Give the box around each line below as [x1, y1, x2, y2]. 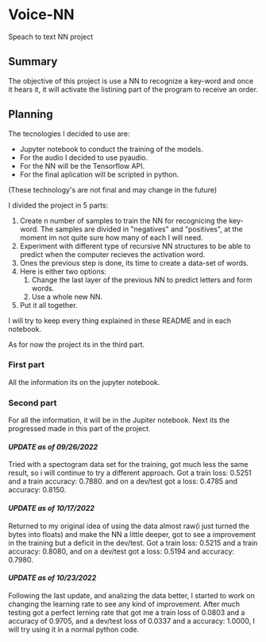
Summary [8, 55, 58, 68]
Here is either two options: [19, 267, 107, 276]
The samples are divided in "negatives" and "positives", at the [40, 224, 244, 234]
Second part [8, 397, 57, 408]
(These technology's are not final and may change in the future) [8, 185, 218, 194]
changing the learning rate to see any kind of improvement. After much [8, 599, 241, 609]
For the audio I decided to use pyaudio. [19, 153, 148, 162]
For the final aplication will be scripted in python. [19, 169, 179, 179]
